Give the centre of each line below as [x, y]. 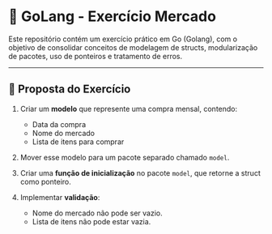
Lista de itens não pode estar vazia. [91, 221]
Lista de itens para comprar [78, 142]
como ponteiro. [45, 181]
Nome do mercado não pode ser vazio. [98, 213]
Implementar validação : [60, 197]
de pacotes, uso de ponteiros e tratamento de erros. [96, 56]
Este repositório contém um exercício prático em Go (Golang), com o [123, 39]
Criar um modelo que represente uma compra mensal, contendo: [129, 108]
